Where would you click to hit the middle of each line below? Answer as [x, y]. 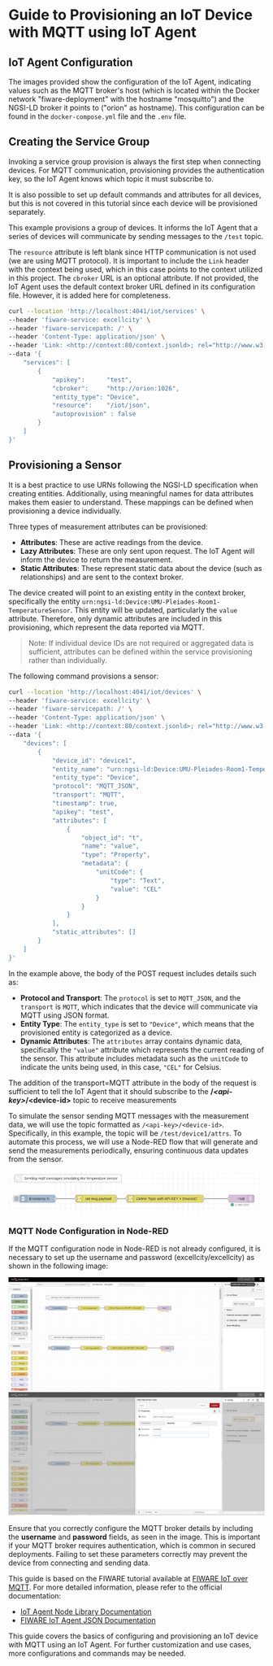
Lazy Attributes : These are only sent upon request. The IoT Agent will [137, 551]
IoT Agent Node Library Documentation [86, 1611]
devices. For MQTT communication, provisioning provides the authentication [136, 170]
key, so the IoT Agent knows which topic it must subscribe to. [111, 179]
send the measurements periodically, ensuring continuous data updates [129, 1150]
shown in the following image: [58, 1266]
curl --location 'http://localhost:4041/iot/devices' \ [105, 692]
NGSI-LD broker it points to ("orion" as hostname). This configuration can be [136, 108]
